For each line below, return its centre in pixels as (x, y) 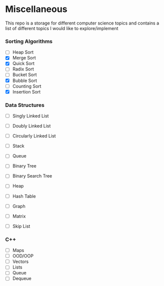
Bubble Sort (25, 80)
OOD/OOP (23, 256)
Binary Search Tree (32, 176)
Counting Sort (27, 86)
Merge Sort (24, 58)
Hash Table (24, 196)
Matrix (19, 216)
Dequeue (22, 278)
